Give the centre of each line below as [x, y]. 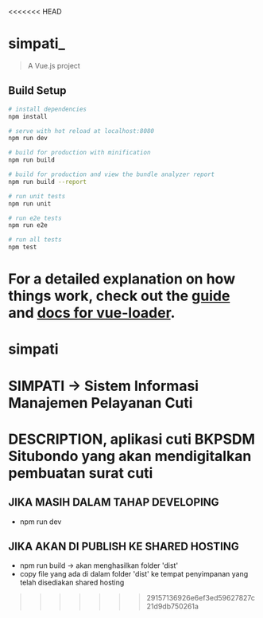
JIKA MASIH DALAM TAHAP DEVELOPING [114, 502]
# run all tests [35, 240]
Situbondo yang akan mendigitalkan [130, 456]
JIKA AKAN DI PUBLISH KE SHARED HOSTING [124, 546]
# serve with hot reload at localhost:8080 [81, 131]
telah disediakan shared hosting [72, 583]
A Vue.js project [54, 65]
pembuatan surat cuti [81, 473]
